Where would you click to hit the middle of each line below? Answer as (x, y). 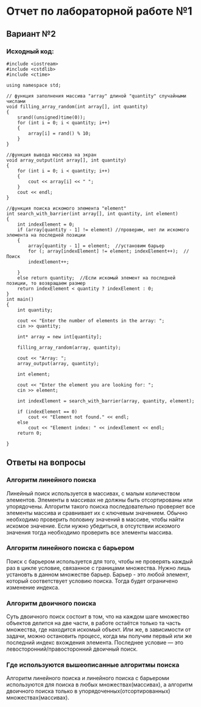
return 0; (30, 433)
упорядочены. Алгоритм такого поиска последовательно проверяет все (101, 506)
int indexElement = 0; (46, 224)
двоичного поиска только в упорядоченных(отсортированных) (88, 691)
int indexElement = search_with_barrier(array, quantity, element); (106, 401)
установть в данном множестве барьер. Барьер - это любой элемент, (98, 574)
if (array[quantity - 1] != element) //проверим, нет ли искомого (103, 230)
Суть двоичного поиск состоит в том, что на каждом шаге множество (98, 616)
